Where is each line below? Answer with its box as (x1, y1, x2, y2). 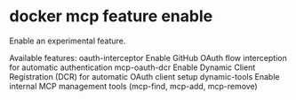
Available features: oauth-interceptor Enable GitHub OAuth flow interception (9, 52, 287, 63)
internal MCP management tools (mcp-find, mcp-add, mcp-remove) (9, 81, 258, 91)
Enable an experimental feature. (9, 35, 126, 46)
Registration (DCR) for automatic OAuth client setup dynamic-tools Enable (9, 71, 280, 81)
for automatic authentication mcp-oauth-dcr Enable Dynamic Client (9, 62, 256, 73)
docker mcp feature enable (9, 6, 213, 27)
